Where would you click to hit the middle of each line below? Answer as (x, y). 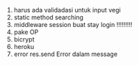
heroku (24, 47)
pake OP (26, 32)
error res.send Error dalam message (66, 54)
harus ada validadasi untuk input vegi (67, 10)
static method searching (48, 17)
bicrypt (24, 39)
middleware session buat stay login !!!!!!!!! (73, 25)
